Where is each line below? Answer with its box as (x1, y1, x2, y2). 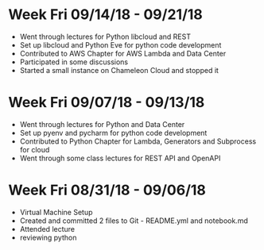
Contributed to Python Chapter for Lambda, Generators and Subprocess (19, 137, 257, 146)
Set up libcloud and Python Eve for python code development (19, 40, 222, 49)
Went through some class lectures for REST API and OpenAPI (19, 153, 221, 163)
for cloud (19, 144, 50, 154)
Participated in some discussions (19, 57, 129, 67)
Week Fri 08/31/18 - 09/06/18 (8, 181, 207, 199)
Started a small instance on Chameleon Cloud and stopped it (19, 65, 219, 75)
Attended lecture (19, 224, 76, 233)
